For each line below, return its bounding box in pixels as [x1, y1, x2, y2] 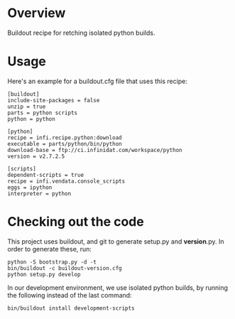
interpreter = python [7, 190, 72, 197]
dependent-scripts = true [7, 171, 84, 178]
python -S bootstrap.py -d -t [7, 258, 97, 266]
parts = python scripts [7, 109, 78, 117]
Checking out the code [7, 214, 144, 230]
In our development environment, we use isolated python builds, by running [7, 283, 229, 292]
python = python [7, 115, 55, 122]
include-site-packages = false [7, 97, 100, 104]
